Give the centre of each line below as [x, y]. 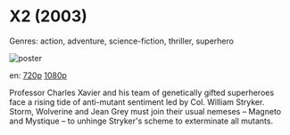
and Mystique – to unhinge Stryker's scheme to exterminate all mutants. [141, 121]
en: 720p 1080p [38, 75]
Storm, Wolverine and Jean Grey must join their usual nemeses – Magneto [145, 111]
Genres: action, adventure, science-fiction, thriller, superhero [122, 41]
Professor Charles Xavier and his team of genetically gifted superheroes [142, 92]
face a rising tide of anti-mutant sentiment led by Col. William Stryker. [137, 102]
